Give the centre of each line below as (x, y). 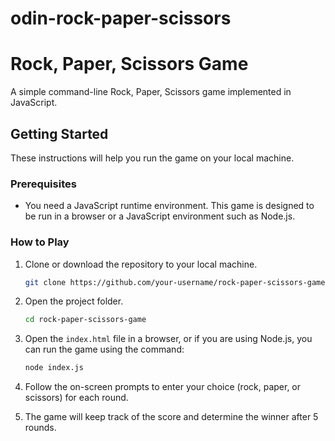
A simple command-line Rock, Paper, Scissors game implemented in (151, 92)
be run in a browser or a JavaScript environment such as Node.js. (160, 216)
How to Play (40, 242)
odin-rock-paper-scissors (121, 18)
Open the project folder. (74, 301)
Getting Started (59, 133)
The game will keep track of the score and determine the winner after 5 (171, 417)
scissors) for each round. (76, 398)
